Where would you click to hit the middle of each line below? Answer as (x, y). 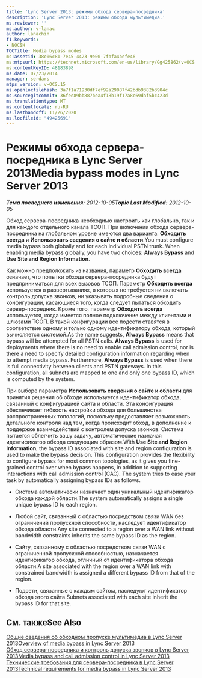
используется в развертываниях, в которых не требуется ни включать (97, 290)
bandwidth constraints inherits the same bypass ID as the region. (95, 536)
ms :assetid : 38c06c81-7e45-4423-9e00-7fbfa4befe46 (71, 56)
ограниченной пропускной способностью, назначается (86, 554)
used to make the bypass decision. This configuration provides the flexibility (101, 455)
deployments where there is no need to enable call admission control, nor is (100, 347)
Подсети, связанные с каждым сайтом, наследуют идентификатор (101, 591)
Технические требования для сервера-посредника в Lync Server (90, 662)
